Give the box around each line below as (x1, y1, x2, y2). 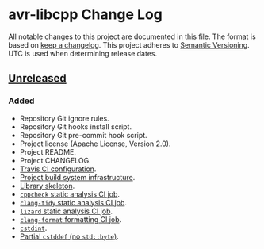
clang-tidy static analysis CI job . (19, 197, 127, 207)
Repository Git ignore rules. (19, 113, 109, 123)
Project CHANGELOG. (19, 155, 91, 165)
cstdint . (19, 223, 48, 232)
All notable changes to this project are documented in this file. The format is (8, 32, 256, 41)
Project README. (19, 147, 77, 156)
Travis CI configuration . (19, 164, 97, 174)
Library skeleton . (19, 181, 75, 190)
